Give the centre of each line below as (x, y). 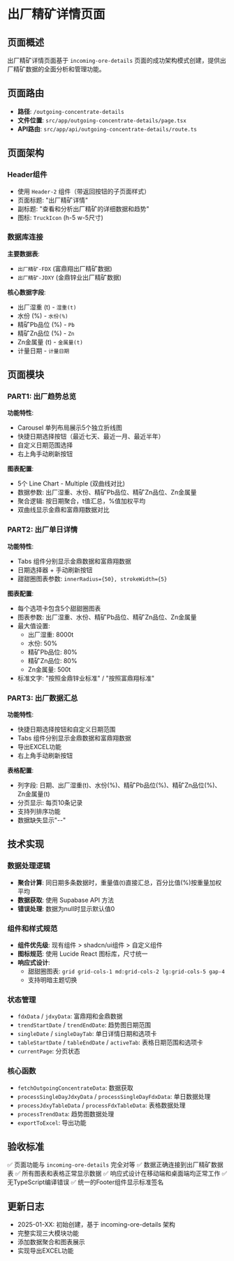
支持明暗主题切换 (52, 980)
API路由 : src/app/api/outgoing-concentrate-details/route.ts (107, 129)
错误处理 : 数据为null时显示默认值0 (66, 908)
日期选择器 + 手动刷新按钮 (55, 569)
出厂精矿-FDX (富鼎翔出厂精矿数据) (65, 268)
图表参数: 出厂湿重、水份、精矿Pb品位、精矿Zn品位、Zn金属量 (107, 617)
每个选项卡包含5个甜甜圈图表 (59, 608)
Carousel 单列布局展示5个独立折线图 (70, 428)
